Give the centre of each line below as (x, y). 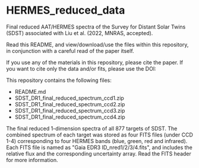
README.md (30, 91)
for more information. (32, 160)
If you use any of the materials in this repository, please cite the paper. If (94, 62)
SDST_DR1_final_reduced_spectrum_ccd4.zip (70, 117)
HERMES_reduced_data (66, 10)
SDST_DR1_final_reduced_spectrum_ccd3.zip (70, 110)
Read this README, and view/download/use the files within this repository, (97, 45)
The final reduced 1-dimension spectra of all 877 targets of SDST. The (92, 128)
